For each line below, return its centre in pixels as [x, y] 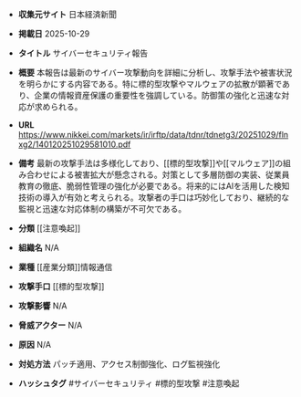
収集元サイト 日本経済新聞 [67, 14]
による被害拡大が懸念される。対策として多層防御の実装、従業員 [170, 174]
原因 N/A [35, 345]
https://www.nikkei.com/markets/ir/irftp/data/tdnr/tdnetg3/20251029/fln [153, 135]
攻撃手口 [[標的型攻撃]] [61, 286]
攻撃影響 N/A [42, 306]
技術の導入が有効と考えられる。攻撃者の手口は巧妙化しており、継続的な [154, 197]
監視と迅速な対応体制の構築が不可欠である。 [102, 209]
